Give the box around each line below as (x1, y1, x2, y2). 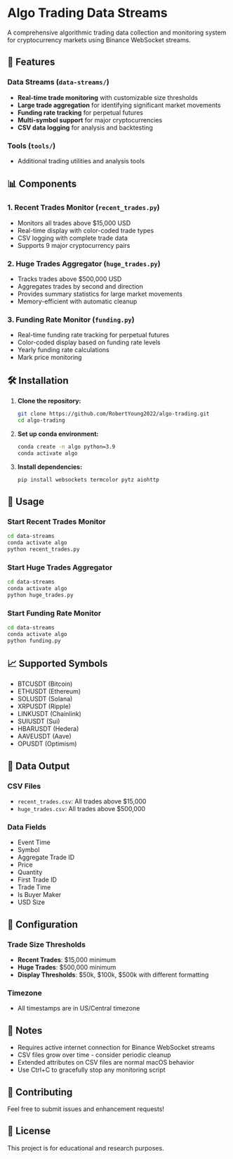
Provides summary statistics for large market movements (17, 289, 182, 298)
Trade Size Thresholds (7, 939, 86, 949)
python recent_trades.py (7, 546, 80, 553)
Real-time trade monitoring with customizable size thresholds (17, 93, 199, 101)
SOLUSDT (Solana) (17, 695, 73, 703)
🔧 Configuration (7, 918, 79, 930)
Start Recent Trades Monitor (7, 516, 107, 526)
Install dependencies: (17, 463, 83, 471)
